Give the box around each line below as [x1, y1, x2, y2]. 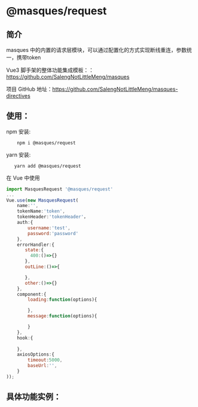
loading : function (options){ [27, 297, 97, 303]
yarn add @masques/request [14, 163, 82, 169]
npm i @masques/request [17, 140, 76, 146]
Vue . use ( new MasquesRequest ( [6, 197, 79, 203]
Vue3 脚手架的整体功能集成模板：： [6, 67, 94, 73]
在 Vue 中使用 [6, 174, 40, 181]
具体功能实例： [6, 392, 61, 402]
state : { [24, 247, 44, 253]
